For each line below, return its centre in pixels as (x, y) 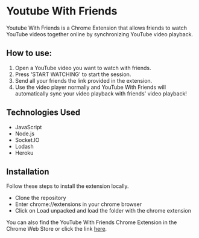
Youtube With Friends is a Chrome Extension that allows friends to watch (96, 28)
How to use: (29, 53)
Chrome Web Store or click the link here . (57, 229)
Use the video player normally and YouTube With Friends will (90, 87)
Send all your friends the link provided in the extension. (84, 80)
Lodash (24, 146)
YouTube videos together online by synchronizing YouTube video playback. (100, 34)
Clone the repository (40, 198)
